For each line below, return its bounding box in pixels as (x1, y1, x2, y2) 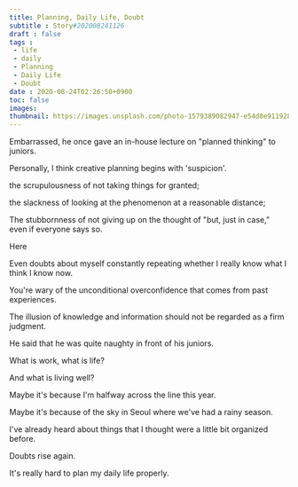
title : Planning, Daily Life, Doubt (9, 12, 145, 22)
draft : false (9, 29, 62, 38)
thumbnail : (9, 112, 50, 121)
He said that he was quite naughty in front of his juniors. (9, 338, 215, 349)
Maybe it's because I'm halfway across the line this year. (9, 389, 216, 400)
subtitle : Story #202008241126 (9, 21, 125, 30)
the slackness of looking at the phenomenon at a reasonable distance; (9, 197, 266, 208)
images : (9, 104, 38, 113)
